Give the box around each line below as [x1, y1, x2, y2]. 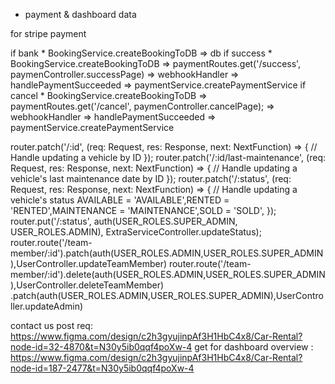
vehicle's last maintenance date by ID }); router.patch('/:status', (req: [10, 173, 292, 184]
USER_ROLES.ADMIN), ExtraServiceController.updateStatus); [10, 226, 262, 238]
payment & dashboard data [24, 9, 137, 20]
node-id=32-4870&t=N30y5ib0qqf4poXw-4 [10, 341, 193, 353]
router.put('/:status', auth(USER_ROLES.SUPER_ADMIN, [10, 215, 238, 227]
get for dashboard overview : [194, 341, 314, 353]
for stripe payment [10, 28, 87, 39]
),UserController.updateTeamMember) [10, 258, 168, 269]
